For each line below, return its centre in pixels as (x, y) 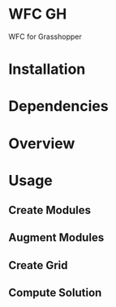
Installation (47, 69)
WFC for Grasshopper (45, 36)
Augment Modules (56, 238)
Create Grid (38, 265)
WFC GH (38, 14)
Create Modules (50, 210)
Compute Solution (55, 293)
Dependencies (58, 107)
